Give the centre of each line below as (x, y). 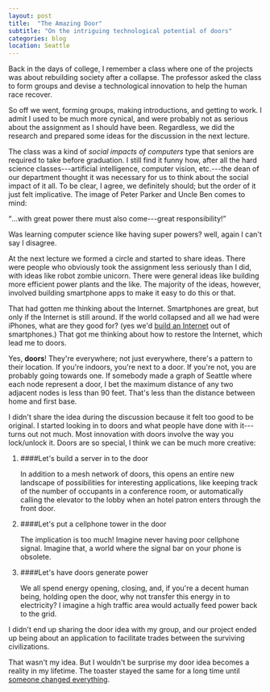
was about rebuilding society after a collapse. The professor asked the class (135, 78)
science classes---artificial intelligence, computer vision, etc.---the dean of (134, 169)
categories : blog (37, 38)
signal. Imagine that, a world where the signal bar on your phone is (131, 548)
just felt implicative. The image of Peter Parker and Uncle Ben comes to (127, 195)
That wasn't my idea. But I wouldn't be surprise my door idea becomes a (129, 662)
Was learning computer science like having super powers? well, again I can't (135, 234)
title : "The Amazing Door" (56, 23)
